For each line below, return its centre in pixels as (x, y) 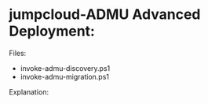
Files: (18, 53)
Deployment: (52, 31)
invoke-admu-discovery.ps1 (65, 68)
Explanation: (29, 91)
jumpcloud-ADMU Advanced (105, 15)
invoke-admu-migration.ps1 (64, 76)
